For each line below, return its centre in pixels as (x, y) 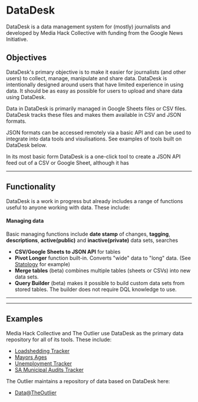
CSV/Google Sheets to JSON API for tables (67, 251)
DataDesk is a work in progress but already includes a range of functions (95, 201)
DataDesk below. (27, 145)
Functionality (31, 187)
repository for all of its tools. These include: (59, 339)
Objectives (27, 58)
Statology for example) (42, 264)
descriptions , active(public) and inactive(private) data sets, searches (92, 240)
